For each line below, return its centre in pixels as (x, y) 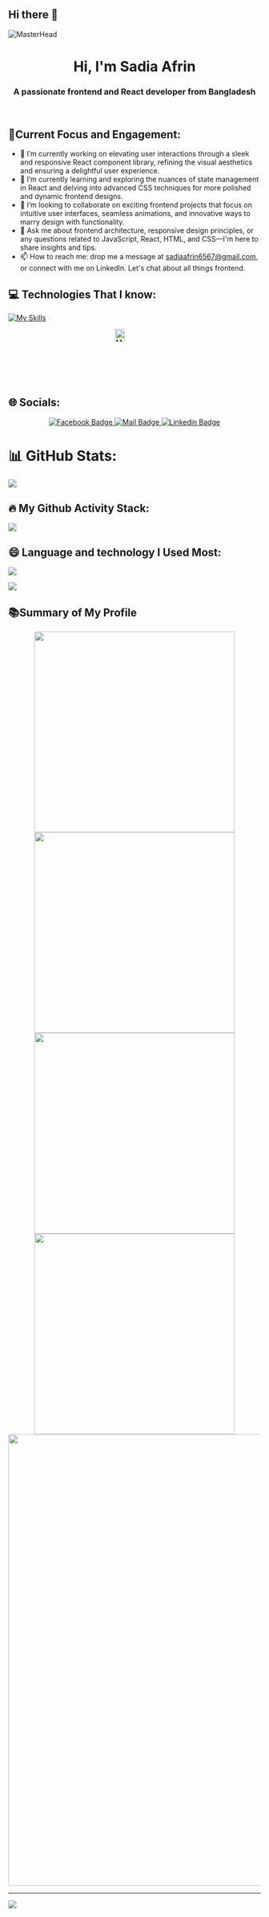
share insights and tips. (58, 248)
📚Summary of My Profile (73, 612)
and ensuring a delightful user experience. (90, 171)
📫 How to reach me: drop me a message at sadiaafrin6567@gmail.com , (139, 257)
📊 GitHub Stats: (63, 456)
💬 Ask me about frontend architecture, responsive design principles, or (137, 230)
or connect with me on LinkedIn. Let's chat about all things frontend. (132, 268)
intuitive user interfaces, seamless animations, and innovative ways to (135, 214)
